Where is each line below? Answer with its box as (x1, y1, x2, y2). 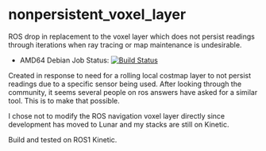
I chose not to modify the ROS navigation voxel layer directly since (8, 111, 225, 120)
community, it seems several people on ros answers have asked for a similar (8, 87, 258, 96)
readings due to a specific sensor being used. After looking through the (8, 79, 242, 89)
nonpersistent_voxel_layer (8, 6, 187, 24)
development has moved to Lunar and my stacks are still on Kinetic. (8, 119, 229, 129)
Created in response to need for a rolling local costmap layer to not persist (8, 70, 252, 80)
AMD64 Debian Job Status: (19, 55, 110, 65)
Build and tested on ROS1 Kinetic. (8, 134, 118, 144)
